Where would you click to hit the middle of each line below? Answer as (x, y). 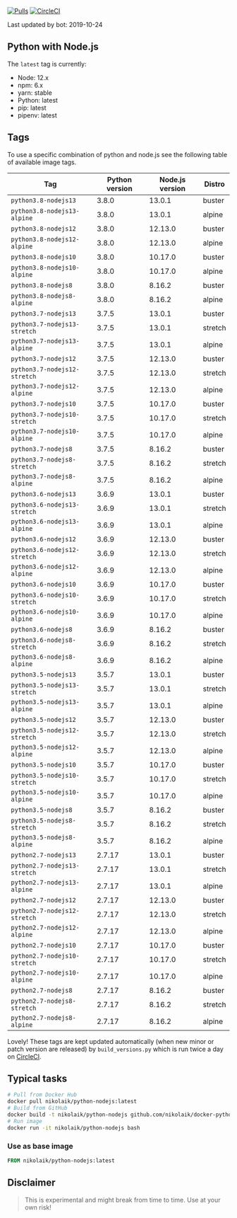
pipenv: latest (37, 115)
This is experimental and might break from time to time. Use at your (122, 1200)
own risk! (38, 1207)
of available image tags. (42, 162)
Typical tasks (37, 1079)
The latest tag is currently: (47, 64)
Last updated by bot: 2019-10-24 (55, 24)
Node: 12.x (33, 77)
